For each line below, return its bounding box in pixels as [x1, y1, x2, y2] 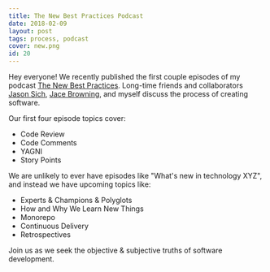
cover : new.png [8, 42, 60, 50]
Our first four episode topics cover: [8, 114, 126, 123]
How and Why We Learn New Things [20, 204, 144, 214]
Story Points [20, 155, 62, 165]
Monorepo [20, 213, 55, 222]
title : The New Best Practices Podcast [8, 11, 144, 20]
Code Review [20, 129, 65, 139]
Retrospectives [20, 230, 72, 240]
